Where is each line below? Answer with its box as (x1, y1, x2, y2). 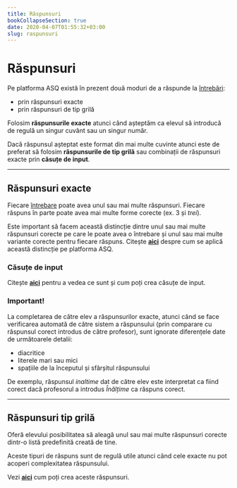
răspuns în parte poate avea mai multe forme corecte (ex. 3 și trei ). (7, 209, 202, 216)
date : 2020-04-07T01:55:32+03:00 (7, 23, 106, 30)
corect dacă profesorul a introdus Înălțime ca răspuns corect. (7, 385, 186, 393)
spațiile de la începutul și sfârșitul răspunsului (17, 364, 150, 372)
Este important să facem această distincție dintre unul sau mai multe (7, 222, 206, 231)
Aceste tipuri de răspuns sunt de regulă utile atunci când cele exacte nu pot (7, 452, 227, 460)
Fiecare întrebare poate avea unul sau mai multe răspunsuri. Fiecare (7, 201, 205, 209)
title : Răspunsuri (7, 10, 61, 18)
